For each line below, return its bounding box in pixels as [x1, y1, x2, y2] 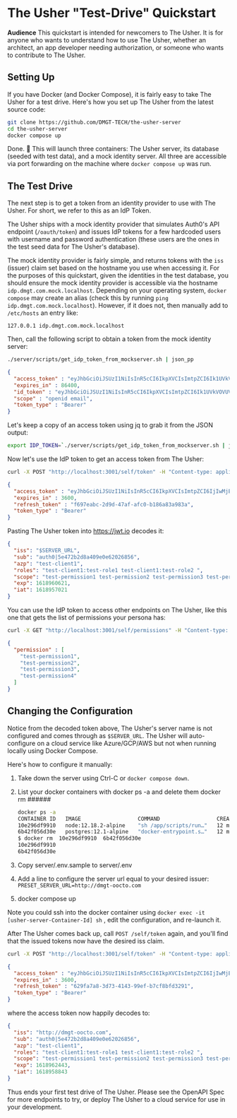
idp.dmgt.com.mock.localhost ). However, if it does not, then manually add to [7, 302, 229, 310]
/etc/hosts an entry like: [7, 309, 79, 317]
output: [7, 429, 28, 437]
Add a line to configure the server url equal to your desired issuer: [17, 874, 209, 883]
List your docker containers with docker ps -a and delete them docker [17, 787, 221, 796]
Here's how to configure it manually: [7, 760, 113, 768]
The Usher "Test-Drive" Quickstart [7, 5, 217, 21]
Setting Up [7, 71, 55, 83]
